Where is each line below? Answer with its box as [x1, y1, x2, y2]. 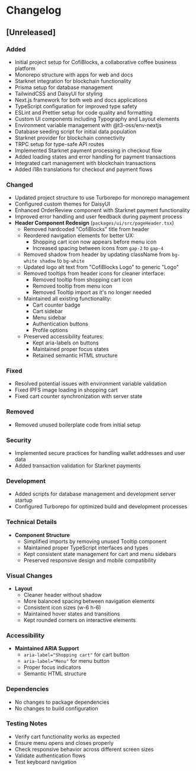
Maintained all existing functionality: [23, 295, 111, 302]
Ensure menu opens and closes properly [14, 739, 114, 746]
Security [6, 436, 31, 444]
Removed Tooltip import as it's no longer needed [32, 289, 152, 296]
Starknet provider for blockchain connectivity [14, 134, 126, 141]
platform [14, 65, 36, 72]
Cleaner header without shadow [23, 591, 102, 598]
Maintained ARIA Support [14, 645, 79, 652]
